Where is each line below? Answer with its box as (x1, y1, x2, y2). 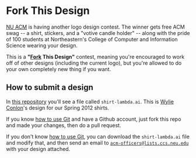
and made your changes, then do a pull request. (6, 121, 121, 129)
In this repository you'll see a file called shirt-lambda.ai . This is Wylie (6, 98, 174, 105)
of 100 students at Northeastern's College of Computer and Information (6, 36, 178, 43)
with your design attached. (6, 145, 71, 152)
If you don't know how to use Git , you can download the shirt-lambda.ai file (6, 133, 190, 140)
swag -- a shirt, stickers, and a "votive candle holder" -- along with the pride (6, 29, 190, 36)
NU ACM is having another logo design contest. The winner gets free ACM (6, 23, 185, 30)
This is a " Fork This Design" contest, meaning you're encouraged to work (6, 53, 185, 60)
